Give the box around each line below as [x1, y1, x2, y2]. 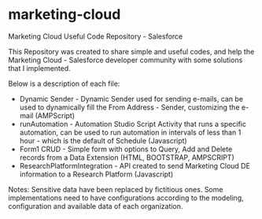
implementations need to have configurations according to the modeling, [8, 193, 244, 202]
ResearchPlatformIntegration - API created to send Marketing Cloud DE [19, 161, 250, 170]
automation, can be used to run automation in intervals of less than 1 [19, 128, 242, 137]
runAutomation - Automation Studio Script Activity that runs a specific [19, 119, 246, 128]
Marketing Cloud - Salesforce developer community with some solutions [8, 55, 243, 65]
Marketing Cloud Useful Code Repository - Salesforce [8, 32, 183, 41]
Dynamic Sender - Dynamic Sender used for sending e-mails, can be [19, 94, 244, 103]
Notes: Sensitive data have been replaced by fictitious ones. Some [8, 184, 223, 194]
